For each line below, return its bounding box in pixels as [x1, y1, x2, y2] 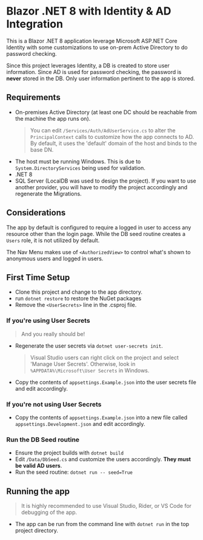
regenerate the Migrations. [15, 190, 82, 197]
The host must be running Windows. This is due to [15, 158, 141, 165]
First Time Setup [6, 272, 70, 283]
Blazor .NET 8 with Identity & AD [6, 4, 171, 18]
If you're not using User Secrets [6, 400, 102, 408]
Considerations [6, 208, 66, 218]
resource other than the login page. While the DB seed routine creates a [6, 230, 186, 237]
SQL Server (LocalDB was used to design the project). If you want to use [15, 177, 196, 184]
